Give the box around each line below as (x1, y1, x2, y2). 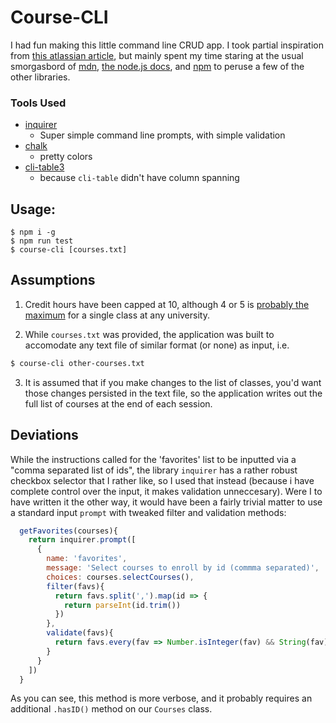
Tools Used (10, 96, 67, 110)
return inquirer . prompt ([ (28, 535, 137, 545)
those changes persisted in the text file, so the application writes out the (24, 387, 323, 399)
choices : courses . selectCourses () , (46, 572, 195, 582)
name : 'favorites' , (46, 554, 128, 564)
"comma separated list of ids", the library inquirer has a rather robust (10, 464, 298, 476)
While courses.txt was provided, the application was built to (24, 328, 275, 340)
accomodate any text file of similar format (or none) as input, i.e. (24, 339, 290, 351)
